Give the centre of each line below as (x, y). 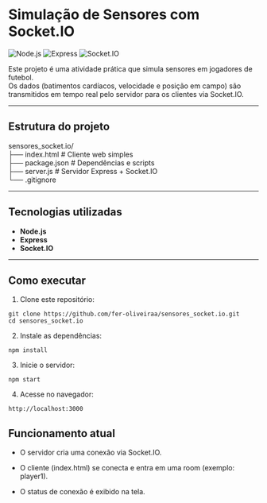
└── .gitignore (33, 180)
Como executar (47, 280)
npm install (28, 350)
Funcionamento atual (62, 433)
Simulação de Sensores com (104, 15)
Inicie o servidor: (47, 365)
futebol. (21, 77)
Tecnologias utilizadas (65, 212)
